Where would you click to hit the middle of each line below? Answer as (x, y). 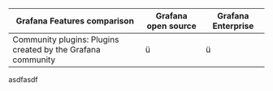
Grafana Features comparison (75, 21)
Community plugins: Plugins (66, 39)
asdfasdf (23, 79)
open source (171, 26)
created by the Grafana (56, 50)
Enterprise (233, 26)
